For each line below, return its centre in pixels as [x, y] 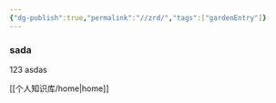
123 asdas [28, 69]
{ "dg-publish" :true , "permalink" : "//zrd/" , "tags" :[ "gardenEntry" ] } [138, 18]
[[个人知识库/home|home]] [59, 88]
